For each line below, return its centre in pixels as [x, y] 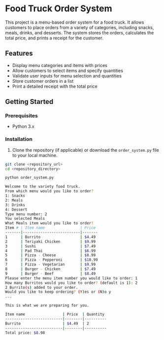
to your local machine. [35, 155]
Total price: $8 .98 [25, 333]
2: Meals [14, 200]
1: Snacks [15, 196]
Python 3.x [23, 127]
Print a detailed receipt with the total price [55, 86]
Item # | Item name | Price [50, 228]
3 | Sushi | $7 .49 [50, 246]
